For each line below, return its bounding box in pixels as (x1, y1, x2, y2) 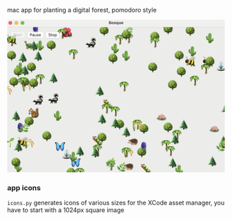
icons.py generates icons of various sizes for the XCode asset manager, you (7, 199, 225, 207)
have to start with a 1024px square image (7, 206, 124, 214)
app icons (7, 182, 41, 192)
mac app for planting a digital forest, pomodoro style (7, 6, 157, 14)
